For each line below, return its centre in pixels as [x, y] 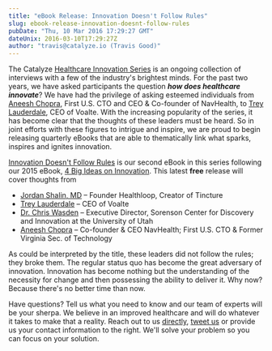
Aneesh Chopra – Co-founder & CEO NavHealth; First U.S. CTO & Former [141, 230]
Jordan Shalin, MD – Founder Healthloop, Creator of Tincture [121, 195]
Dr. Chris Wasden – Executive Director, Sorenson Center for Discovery [137, 212]
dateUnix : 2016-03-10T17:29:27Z [63, 39]
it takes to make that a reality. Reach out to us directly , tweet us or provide [132, 322]
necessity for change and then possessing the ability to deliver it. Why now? [136, 280]
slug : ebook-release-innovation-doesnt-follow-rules [99, 24]
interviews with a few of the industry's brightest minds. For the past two [128, 78]
